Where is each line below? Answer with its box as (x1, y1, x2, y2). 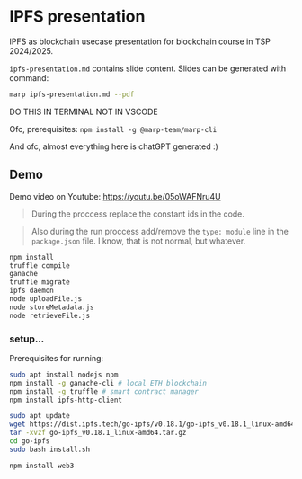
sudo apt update (9, 412, 70, 421)
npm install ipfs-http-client (9, 395, 123, 404)
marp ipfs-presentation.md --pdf (9, 90, 135, 99)
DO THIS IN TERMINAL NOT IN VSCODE (9, 106, 159, 117)
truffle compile (9, 261, 70, 271)
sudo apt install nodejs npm (9, 370, 119, 379)
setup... (9, 333, 45, 345)
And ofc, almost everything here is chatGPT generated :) (9, 141, 218, 152)
